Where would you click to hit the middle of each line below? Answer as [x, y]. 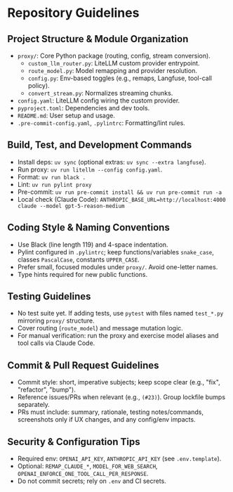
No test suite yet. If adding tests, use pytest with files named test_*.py [120, 313]
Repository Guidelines [73, 13]
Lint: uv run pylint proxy [54, 184]
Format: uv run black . [52, 176]
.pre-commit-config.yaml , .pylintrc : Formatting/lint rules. [101, 123]
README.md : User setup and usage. [66, 115]
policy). [39, 85]
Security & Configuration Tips [74, 442]
